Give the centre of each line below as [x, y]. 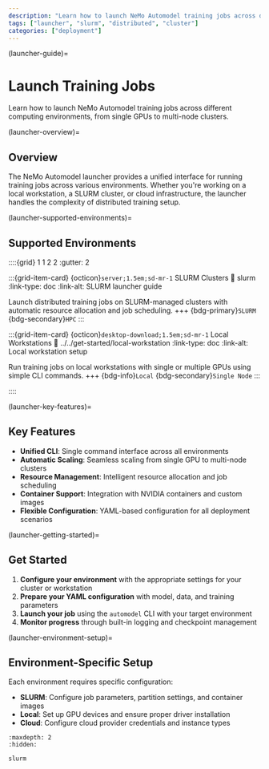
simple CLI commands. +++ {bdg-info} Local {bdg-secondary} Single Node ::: [134, 375]
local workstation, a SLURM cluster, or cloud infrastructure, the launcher [127, 194]
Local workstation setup [48, 351]
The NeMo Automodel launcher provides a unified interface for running [125, 176]
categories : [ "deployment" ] [55, 30]
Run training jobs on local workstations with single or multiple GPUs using [130, 366]
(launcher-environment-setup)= [61, 637]
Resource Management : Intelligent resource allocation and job [124, 476]
